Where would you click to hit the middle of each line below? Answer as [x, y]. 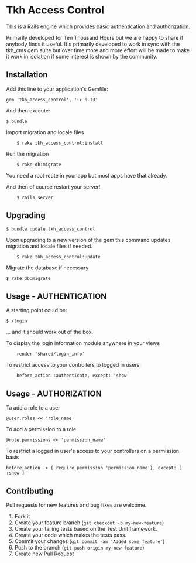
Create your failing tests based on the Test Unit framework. [86, 529]
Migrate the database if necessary [47, 268]
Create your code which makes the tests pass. [71, 535]
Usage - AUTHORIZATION [54, 393]
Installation [27, 75]
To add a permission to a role [41, 429]
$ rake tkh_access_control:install [60, 143]
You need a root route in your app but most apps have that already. [87, 175]
